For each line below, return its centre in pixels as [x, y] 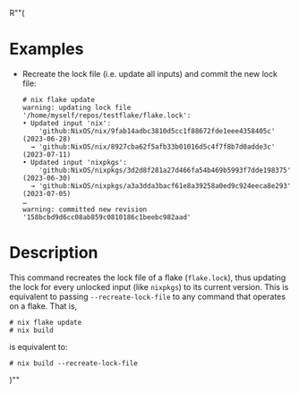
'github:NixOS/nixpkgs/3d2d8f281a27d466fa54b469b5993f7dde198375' [165, 170]
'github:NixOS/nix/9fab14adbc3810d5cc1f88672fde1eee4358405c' [157, 131]
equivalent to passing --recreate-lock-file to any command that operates [148, 296]
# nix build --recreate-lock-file [74, 363]
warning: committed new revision [85, 209]
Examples [47, 49]
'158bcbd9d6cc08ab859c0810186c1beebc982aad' [107, 217]
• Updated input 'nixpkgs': [74, 162]
